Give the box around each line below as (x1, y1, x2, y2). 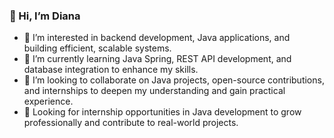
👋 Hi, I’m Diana (9, 9, 81, 23)
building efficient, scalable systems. (23, 42, 172, 54)
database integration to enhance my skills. (23, 64, 199, 76)
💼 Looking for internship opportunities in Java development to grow (23, 106, 302, 118)
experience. (23, 95, 74, 108)
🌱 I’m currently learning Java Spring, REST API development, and (23, 53, 292, 65)
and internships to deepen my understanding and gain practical (23, 85, 286, 97)
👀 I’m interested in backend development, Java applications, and (23, 32, 291, 44)
